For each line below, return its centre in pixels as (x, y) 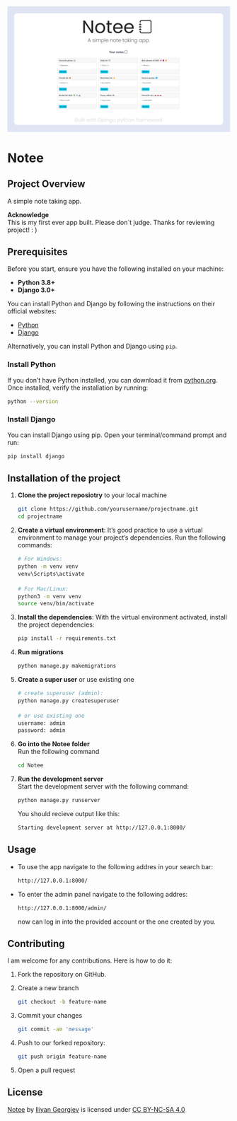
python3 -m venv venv (50, 596)
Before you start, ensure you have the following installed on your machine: (116, 269)
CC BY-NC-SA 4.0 (158, 1109)
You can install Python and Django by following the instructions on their (111, 304)
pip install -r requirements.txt (67, 639)
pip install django (36, 456)
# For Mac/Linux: (43, 589)
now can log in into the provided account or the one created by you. (116, 922)
